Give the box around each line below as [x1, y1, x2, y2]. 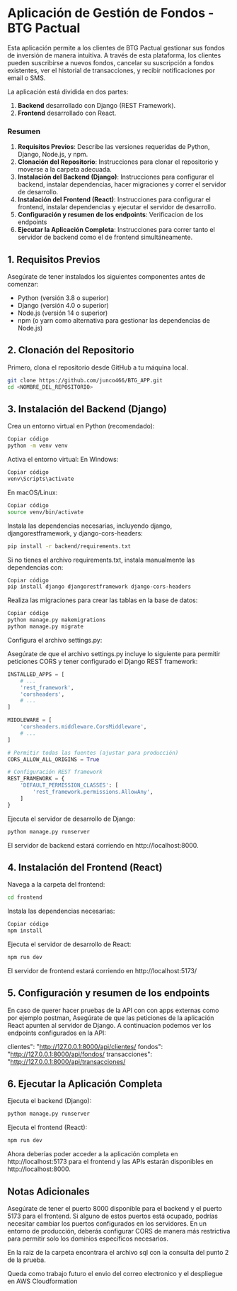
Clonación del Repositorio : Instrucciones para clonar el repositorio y [17, 157, 219, 166]
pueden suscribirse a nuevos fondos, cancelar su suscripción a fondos [7, 58, 214, 67]
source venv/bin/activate [7, 509, 83, 516]
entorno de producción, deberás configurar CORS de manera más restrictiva [7, 1227, 231, 1236]
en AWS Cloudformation [7, 1277, 78, 1285]
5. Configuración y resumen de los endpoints [7, 987, 210, 999]
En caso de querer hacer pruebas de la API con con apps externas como [7, 1006, 219, 1014]
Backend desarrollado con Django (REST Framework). [17, 101, 176, 109]
